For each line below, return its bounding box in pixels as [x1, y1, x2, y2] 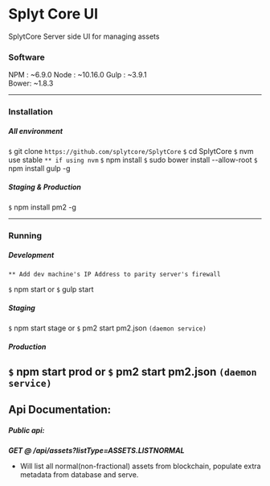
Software [8, 52, 46, 63]
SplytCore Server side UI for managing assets [8, 31, 160, 41]
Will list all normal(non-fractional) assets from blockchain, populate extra [19, 461, 261, 471]
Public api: [8, 425, 45, 435]
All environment [8, 126, 63, 135]
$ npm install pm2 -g [8, 202, 76, 212]
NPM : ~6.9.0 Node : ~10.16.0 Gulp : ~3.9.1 [8, 70, 147, 80]
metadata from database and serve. [19, 470, 139, 480]
